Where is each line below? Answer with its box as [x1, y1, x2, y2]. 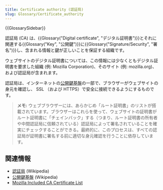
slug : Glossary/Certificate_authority [5, 12, 84, 17]
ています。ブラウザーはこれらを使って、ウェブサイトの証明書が [30, 108, 157, 114]
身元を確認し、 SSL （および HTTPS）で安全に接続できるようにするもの [5, 86, 150, 92]
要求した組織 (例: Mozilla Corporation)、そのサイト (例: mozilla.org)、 [18, 64, 157, 69]
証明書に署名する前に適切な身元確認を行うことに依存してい [30, 133, 149, 138]
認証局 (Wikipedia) [12, 168, 50, 174]
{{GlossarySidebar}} [5, 25, 46, 31]
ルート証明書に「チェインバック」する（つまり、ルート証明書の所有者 [17, 115, 158, 121]
